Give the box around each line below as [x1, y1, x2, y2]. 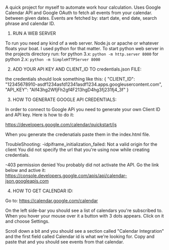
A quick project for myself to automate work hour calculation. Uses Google [5, 5, 161, 10]
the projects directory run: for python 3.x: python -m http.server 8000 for [5, 51, 159, 57]
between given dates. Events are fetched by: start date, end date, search [5, 15, 157, 21]
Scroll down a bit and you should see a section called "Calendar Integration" [5, 228, 164, 234]
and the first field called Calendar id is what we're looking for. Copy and [5, 233, 155, 239]
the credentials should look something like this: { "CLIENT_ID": [5, 76, 135, 82]
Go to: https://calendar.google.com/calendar [5, 198, 98, 203]
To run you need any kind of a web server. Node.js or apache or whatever [5, 40, 159, 46]
